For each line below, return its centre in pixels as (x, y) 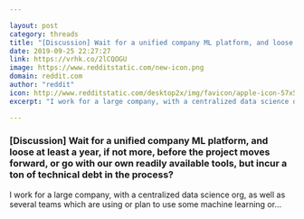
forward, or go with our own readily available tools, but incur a (148, 164)
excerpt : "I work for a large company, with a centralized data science (149, 101)
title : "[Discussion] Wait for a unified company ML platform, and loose (152, 43)
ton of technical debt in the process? (91, 175)
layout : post (34, 25)
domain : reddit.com (46, 76)
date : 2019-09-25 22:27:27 (60, 51)
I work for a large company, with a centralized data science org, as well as (147, 195)
